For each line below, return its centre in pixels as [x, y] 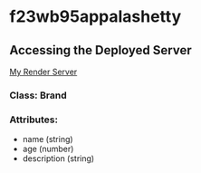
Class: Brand [38, 95]
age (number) [48, 149]
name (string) [48, 139]
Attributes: [34, 120]
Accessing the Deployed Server [100, 50]
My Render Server [43, 72]
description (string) [58, 159]
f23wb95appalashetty [96, 17]
